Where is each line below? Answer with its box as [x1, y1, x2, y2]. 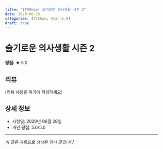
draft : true [5, 20, 29, 26]
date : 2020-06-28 [5, 12, 40, 16]
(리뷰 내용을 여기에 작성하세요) [5, 89, 63, 95]
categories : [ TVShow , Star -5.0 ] [5, 16, 70, 21]
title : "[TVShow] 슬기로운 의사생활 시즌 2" [5, 7, 86, 12]
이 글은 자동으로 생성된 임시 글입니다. [5, 139, 75, 145]
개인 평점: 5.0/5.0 [12, 124, 46, 130]
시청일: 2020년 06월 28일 [12, 118, 62, 124]
